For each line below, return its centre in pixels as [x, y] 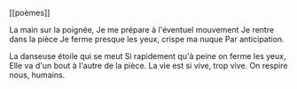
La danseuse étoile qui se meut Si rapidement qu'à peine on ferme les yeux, [148, 56]
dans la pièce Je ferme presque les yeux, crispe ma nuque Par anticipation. [147, 39]
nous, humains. [37, 75]
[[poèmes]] [30, 13]
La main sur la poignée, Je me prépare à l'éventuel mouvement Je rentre [142, 30]
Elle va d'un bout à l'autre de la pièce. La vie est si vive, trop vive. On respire [148, 66]
